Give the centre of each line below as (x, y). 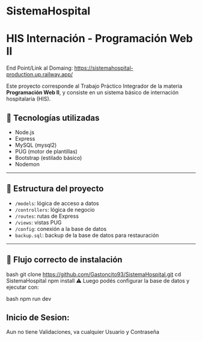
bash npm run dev (29, 298)
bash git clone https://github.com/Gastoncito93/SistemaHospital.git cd (94, 274)
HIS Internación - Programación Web (100, 39)
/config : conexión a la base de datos (61, 229)
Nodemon (27, 164)
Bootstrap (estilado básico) (48, 158)
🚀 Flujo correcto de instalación (64, 260)
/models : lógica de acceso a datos (57, 203)
